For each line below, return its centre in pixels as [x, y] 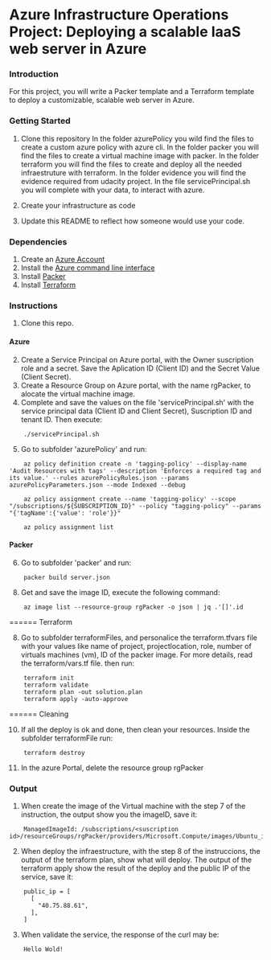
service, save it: [47, 877]
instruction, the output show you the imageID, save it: [109, 814]
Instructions [34, 306]
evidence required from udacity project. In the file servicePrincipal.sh [135, 181]
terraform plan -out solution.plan [83, 692]
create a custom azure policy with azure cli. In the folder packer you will [140, 147]
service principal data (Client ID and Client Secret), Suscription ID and [136, 411]
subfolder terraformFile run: [67, 738]
